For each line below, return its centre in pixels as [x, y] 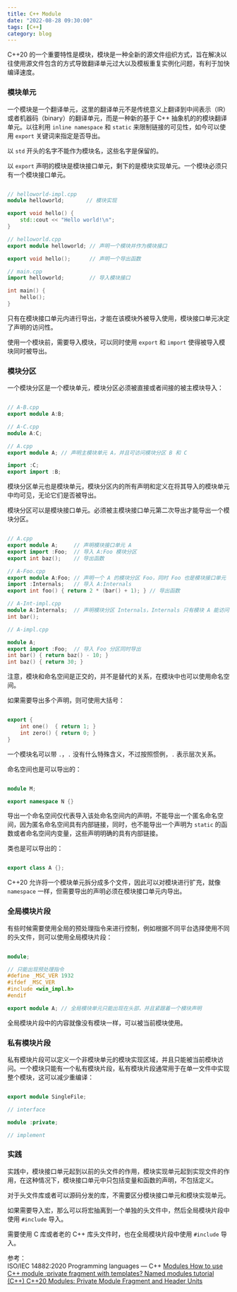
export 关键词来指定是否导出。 [60, 136]
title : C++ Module [34, 14]
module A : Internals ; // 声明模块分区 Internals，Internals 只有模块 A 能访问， [121, 610]
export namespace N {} [41, 801]
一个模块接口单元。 [41, 175]
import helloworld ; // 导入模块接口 [69, 278]
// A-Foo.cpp [26, 571]
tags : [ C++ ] [25, 27]
